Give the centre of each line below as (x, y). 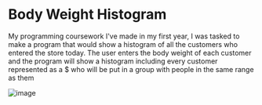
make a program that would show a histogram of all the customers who (123, 44)
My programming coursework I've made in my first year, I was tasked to (124, 36)
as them (21, 78)
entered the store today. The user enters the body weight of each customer (130, 52)
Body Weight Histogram (87, 14)
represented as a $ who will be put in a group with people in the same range (131, 69)
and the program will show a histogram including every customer (113, 61)
